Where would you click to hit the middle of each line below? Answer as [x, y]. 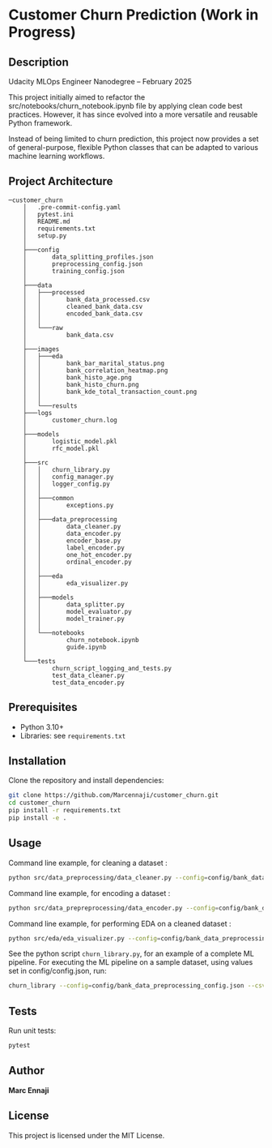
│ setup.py [45, 236]
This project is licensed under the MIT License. [87, 1135]
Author [26, 1071]
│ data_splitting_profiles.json [88, 257]
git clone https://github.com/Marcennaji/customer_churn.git [114, 795]
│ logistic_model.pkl [70, 441]
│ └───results [51, 406]
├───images [41, 349]
